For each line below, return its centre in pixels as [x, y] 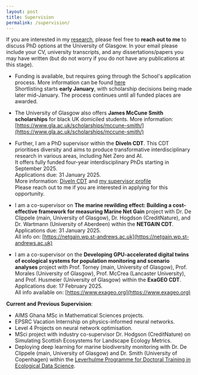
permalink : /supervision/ [38, 23]
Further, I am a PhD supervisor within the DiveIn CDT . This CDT [92, 144]
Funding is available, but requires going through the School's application [103, 76]
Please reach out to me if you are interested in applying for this [91, 188]
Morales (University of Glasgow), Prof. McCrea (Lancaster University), [100, 274]
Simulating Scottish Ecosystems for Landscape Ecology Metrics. [93, 341]
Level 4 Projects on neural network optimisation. [74, 328]
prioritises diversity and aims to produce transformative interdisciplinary [102, 150]
